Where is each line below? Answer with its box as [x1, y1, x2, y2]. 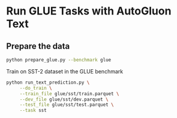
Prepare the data [6, 41, 70, 51]
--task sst [19, 107, 47, 114]
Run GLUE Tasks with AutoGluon [6, 4, 172, 18]
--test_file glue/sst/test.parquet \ [19, 102, 114, 108]
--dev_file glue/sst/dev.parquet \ [19, 96, 109, 102]
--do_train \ [19, 85, 52, 91]
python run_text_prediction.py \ [6, 79, 90, 85]
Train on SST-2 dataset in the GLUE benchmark [6, 67, 124, 75]
